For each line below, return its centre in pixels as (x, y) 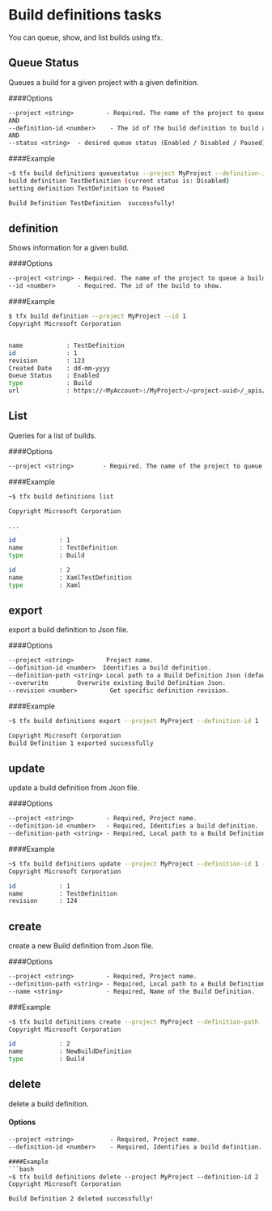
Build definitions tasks (85, 15)
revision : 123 (47, 361)
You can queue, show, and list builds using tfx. (86, 37)
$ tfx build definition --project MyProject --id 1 (97, 317)
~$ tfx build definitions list (61, 496)
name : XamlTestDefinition (70, 577)
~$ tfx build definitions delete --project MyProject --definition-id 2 (134, 1177)
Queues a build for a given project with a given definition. (104, 82)
